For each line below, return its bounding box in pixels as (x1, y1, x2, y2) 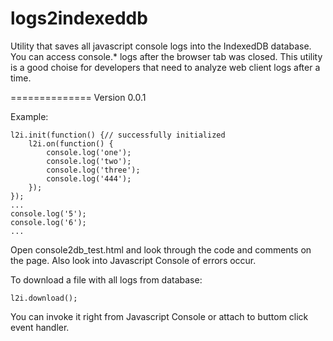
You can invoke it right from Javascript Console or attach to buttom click (10, 310, 309, 322)
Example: (10, 110, 49, 122)
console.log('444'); (46, 173, 132, 184)
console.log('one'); (46, 147, 132, 157)
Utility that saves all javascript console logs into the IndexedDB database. (10, 40, 312, 52)
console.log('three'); (46, 165, 141, 175)
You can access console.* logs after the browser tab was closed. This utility (10, 50, 323, 62)
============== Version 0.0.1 (10, 91, 147, 103)
